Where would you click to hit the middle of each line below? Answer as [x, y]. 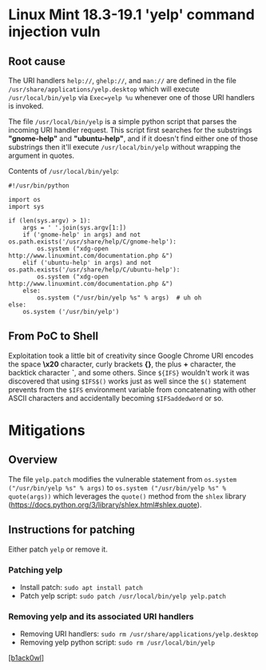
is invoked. [26, 106]
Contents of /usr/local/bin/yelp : [64, 171]
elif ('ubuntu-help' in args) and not [87, 263]
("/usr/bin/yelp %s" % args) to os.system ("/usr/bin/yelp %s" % [117, 487]
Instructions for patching [72, 530]
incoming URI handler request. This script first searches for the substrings [130, 130]
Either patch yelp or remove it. [58, 549]
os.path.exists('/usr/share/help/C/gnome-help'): [93, 242]
